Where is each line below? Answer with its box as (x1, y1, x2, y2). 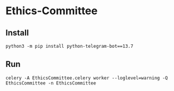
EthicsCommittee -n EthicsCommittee (5, 80, 96, 86)
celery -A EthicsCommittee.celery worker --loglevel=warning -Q (5, 75, 168, 81)
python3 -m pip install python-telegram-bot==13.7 (5, 43, 134, 49)
